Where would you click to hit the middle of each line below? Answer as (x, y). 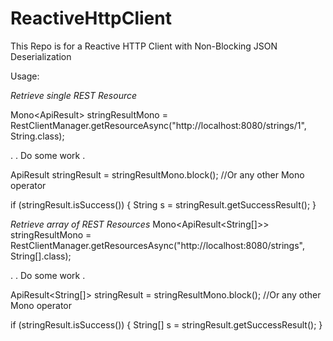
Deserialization (41, 56)
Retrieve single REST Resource (74, 95)
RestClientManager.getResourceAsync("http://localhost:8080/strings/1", (158, 125)
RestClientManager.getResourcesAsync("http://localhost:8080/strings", (157, 245)
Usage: (25, 76)
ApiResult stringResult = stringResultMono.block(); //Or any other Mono (157, 174)
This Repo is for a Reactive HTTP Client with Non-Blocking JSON (144, 46)
